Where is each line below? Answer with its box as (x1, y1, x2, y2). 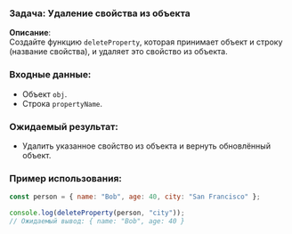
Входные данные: (9, 69, 92, 81)
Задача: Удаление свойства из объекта (9, 7, 191, 20)
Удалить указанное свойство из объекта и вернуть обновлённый (21, 141, 272, 151)
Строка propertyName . (21, 98, 103, 109)
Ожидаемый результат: (9, 120, 118, 133)
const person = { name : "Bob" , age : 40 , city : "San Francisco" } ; (9, 192, 261, 202)
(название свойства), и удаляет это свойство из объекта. (9, 46, 229, 57)
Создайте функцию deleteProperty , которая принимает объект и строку (9, 36, 283, 47)
